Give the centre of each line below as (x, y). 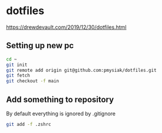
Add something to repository (60, 99)
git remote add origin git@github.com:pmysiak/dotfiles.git (82, 70)
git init (17, 65)
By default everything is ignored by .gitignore (61, 114)
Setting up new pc (40, 46)
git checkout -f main (33, 81)
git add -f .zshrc (29, 124)
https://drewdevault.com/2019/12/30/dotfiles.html (66, 27)
